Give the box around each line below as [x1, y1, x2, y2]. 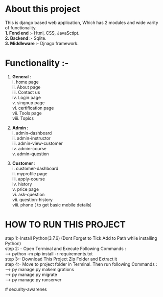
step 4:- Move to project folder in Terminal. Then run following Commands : [5, 261, 158, 267]
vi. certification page [12, 105, 54, 111]
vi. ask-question [12, 191, 45, 197]
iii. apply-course [12, 176, 45, 182]
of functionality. [5, 24, 37, 30]
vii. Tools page [12, 110, 42, 116]
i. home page [12, 79, 39, 85]
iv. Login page [12, 94, 41, 100]
